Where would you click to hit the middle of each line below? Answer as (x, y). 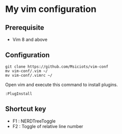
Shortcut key (26, 109)
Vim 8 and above (30, 39)
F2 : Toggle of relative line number (48, 126)
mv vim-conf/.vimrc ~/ (29, 75)
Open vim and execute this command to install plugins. (62, 84)
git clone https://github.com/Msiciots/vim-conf (57, 67)
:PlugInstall (19, 94)
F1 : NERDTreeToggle (34, 121)
